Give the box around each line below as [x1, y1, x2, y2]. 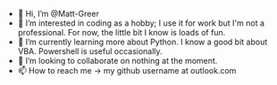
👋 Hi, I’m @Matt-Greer [17, 9, 100, 19]
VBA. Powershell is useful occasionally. [17, 46, 163, 57]
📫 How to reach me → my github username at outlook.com [17, 66, 237, 75]
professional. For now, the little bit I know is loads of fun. [17, 27, 226, 37]
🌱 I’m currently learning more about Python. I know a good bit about [17, 36, 268, 47]
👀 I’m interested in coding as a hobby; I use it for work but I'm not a [17, 18, 265, 28]
